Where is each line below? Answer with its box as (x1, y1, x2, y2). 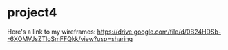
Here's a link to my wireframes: (7, 27, 96, 36)
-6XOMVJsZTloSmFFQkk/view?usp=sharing (7, 34, 133, 42)
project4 (7, 5, 57, 21)
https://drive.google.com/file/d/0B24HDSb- (97, 27, 221, 36)
